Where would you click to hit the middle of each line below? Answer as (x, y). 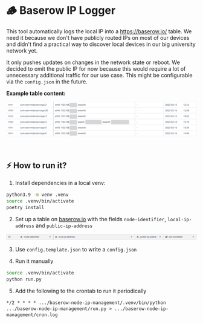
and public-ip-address (64, 225)
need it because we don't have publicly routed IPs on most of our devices (98, 37)
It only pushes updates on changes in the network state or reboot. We (93, 62)
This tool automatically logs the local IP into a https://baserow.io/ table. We (99, 31)
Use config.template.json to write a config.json (76, 250)
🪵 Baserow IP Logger (61, 11)
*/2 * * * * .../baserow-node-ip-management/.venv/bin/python (86, 303)
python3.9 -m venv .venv (37, 195)
